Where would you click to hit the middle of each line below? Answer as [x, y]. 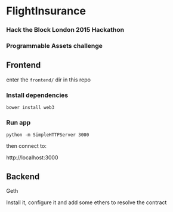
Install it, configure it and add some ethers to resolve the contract [86, 202]
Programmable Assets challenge [55, 46]
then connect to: [26, 146]
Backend [23, 176]
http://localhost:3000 [32, 158]
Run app [18, 123]
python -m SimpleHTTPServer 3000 [48, 135]
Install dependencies [37, 95]
